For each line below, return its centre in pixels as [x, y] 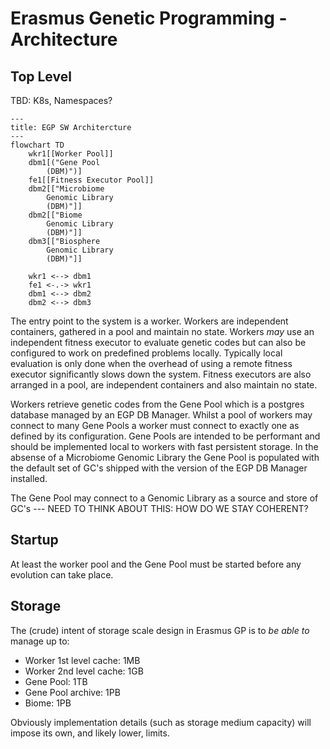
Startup [34, 540]
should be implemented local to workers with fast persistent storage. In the [164, 446]
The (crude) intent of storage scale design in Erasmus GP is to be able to [160, 630]
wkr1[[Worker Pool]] [71, 154]
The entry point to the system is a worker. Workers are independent [149, 321]
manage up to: [40, 641]
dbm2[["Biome [55, 215]
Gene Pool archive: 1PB [72, 692]
